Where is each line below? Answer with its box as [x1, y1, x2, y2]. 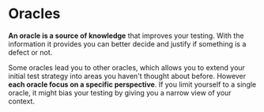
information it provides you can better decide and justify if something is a [8, 39, 247, 48]
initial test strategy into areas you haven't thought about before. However [8, 71, 247, 80]
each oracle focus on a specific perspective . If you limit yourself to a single [8, 80, 257, 89]
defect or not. [8, 47, 53, 57]
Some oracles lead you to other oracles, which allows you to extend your [8, 62, 245, 72]
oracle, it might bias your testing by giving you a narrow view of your [8, 88, 232, 97]
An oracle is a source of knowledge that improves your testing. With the [8, 31, 244, 40]
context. [8, 96, 36, 106]
